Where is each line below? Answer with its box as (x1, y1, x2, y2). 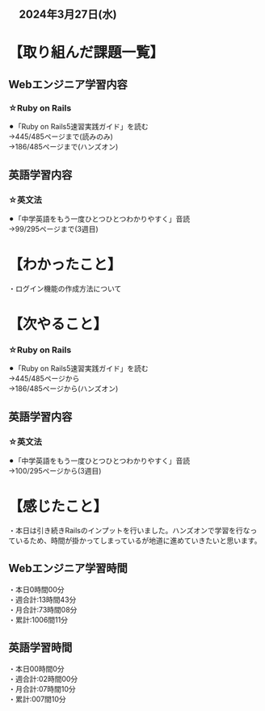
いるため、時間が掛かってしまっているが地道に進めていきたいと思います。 (15, 536, 262, 545)
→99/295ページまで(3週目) (8, 224, 99, 233)
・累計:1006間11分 (8, 615, 69, 625)
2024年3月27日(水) (19, 7, 117, 22)
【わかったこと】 (8, 255, 123, 274)
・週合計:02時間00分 (8, 674, 78, 684)
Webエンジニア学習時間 (8, 562, 128, 575)
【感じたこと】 (8, 498, 108, 515)
